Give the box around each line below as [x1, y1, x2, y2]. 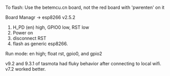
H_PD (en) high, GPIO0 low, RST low [12, 24, 90, 30]
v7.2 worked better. [5, 66, 46, 72]
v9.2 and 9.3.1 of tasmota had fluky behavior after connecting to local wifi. [5, 61, 161, 66]
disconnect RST [12, 35, 47, 41]
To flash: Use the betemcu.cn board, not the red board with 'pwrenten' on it [5, 5, 165, 10]
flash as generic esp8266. [12, 41, 68, 47]
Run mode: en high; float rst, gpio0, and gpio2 [5, 51, 102, 56]
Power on [12, 30, 33, 35]
